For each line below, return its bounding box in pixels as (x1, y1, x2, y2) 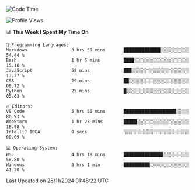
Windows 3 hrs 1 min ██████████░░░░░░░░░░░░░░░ (6, 162, 190, 168)
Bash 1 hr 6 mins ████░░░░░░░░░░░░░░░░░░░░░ (6, 57, 190, 63)
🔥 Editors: (6, 103, 33, 109)
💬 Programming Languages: (6, 42, 69, 48)
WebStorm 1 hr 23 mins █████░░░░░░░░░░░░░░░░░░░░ (6, 119, 190, 125)
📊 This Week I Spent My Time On (6, 29, 89, 35)
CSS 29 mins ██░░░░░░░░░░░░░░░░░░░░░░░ (6, 78, 190, 84)
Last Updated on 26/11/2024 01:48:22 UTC (6, 177, 109, 184)
